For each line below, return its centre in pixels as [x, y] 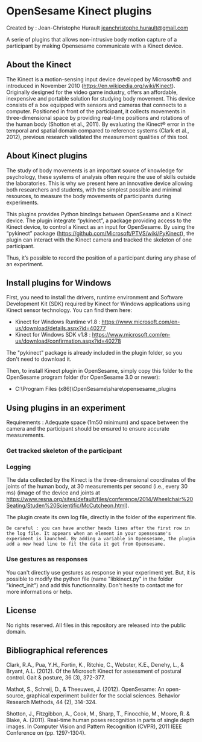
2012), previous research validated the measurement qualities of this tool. [97, 137]
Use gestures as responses [47, 560]
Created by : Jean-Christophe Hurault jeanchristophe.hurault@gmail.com [97, 28]
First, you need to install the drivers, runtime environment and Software [95, 298]
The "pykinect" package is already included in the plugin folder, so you [94, 353]
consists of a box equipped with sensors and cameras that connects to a [96, 105]
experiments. [23, 202]
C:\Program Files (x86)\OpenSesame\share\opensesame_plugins [96, 389]
